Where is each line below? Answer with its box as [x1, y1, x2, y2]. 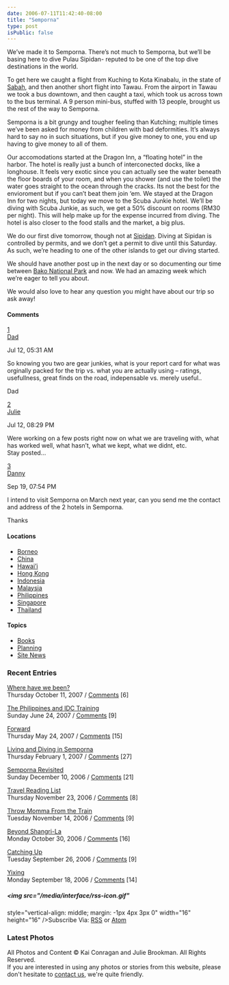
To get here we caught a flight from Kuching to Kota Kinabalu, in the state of [7, 76, 221, 84]
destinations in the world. [7, 62, 79, 71]
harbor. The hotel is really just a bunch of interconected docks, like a [7, 160, 200, 168]
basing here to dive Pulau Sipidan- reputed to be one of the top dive [7, 55, 199, 64]
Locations [7, 532, 36, 541]
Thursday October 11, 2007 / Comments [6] [7, 691, 129, 699]
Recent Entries [7, 668, 57, 678]
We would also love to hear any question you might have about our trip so [7, 287, 215, 296]
